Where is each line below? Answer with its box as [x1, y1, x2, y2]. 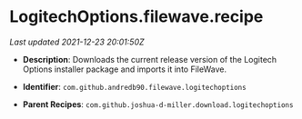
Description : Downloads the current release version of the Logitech [22, 54, 277, 64]
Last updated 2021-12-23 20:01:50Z [9, 36, 145, 47]
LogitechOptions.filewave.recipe [9, 6, 264, 27]
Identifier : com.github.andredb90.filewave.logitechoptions [22, 81, 247, 92]
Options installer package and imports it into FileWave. [22, 64, 227, 74]
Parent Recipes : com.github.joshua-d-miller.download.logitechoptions [22, 98, 294, 110]
